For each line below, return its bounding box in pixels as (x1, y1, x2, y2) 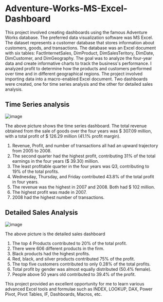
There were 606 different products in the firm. (12, 245, 105, 251)
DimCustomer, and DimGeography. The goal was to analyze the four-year (5, 55, 152, 61)
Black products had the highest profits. (12, 250, 91, 256)
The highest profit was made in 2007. (12, 189, 87, 195)
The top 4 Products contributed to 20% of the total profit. (12, 240, 127, 246)
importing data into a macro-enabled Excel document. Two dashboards (5, 76, 148, 82)
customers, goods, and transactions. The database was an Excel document (5, 45, 156, 51)
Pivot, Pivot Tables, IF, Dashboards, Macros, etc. (5, 291, 102, 297)
